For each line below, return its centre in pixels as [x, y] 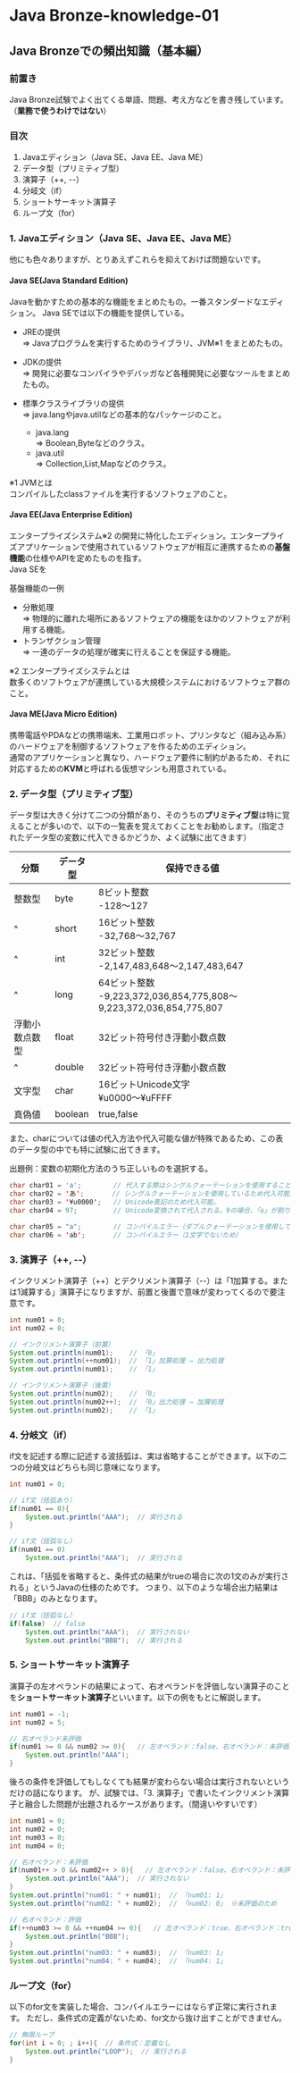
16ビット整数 [126, 923]
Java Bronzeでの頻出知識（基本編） [109, 50]
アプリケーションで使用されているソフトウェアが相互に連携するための [146, 547]
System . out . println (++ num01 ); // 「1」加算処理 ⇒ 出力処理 [117, 1361]
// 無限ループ [32, 2035]
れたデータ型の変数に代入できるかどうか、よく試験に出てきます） [130, 837]
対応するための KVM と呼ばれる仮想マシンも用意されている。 [121, 768]
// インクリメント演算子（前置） [62, 1344]
